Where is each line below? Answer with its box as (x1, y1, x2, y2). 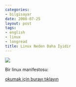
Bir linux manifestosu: (5, 66, 49, 72)
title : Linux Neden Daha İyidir (5, 44, 71, 49)
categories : (5, 7, 29, 12)
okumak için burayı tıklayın (5, 76, 59, 82)
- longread (5, 39, 27, 44)
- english (5, 30, 25, 35)
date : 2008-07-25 (5, 16, 41, 21)
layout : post (5, 21, 32, 26)
